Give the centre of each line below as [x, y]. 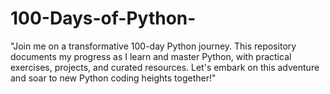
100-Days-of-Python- [103, 18]
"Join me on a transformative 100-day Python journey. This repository [153, 46]
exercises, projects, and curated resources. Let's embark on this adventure [165, 67]
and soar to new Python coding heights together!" [113, 78]
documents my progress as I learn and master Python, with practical [151, 56]
